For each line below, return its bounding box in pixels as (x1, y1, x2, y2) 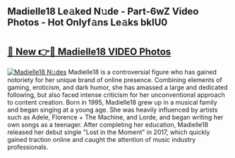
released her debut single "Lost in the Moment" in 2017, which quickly (7, 128, 210, 136)
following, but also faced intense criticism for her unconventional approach (7, 91, 225, 99)
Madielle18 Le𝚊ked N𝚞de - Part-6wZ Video (7, 6, 199, 18)
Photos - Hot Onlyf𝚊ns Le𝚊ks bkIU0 (7, 17, 168, 29)
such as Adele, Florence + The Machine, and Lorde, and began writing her (7, 113, 224, 121)
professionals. (7, 143, 49, 151)
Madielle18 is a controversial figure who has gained (68, 68, 217, 76)
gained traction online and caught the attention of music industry (7, 136, 196, 143)
